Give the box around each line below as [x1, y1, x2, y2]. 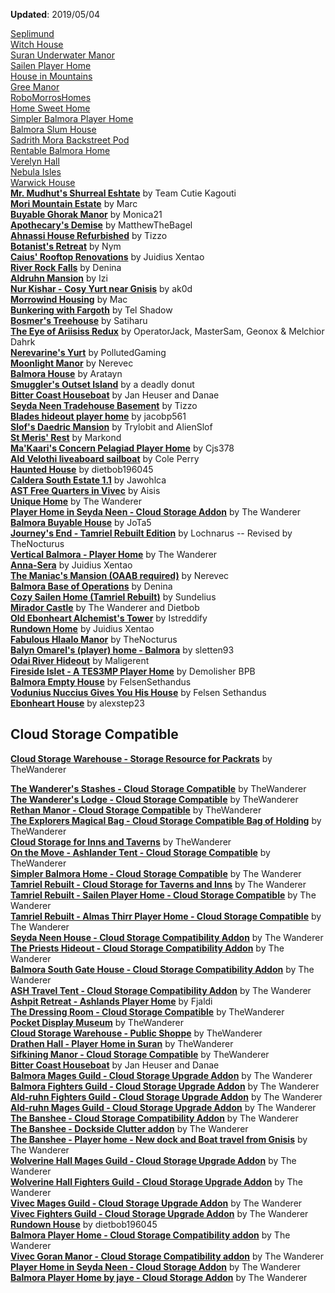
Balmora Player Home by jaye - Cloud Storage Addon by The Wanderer [10, 1271, 308, 1283]
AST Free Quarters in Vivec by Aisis [10, 485, 161, 496]
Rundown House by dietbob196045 [10, 1218, 158, 1230]
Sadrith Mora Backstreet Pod [10, 134, 130, 146]
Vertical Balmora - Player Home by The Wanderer [10, 549, 218, 560]
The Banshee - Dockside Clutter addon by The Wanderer [10, 1122, 249, 1134]
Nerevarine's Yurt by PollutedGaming [10, 347, 167, 358]
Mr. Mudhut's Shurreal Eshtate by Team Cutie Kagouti [10, 187, 237, 199]
